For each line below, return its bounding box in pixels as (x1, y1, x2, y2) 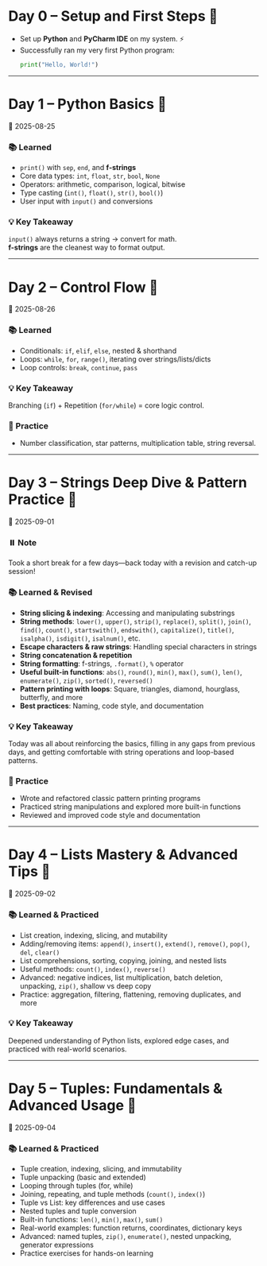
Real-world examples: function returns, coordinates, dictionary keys (19, 1223, 242, 1233)
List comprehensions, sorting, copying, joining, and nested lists (19, 955, 227, 965)
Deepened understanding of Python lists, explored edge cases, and (8, 1036, 230, 1045)
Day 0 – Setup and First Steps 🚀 (8, 7, 219, 25)
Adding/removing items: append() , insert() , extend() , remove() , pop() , (19, 939, 250, 948)
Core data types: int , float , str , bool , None (19, 171, 161, 181)
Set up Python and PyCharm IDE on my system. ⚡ (19, 33, 184, 43)
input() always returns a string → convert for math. (8, 234, 177, 244)
